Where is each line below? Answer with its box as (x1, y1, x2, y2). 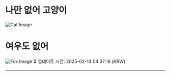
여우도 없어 (5, 41, 49, 52)
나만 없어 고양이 (5, 5, 67, 16)
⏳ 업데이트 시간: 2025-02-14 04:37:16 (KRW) (33, 58, 126, 64)
